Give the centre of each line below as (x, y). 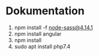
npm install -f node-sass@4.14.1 (54, 27)
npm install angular (38, 33)
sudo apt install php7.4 (42, 46)
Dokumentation (45, 11)
